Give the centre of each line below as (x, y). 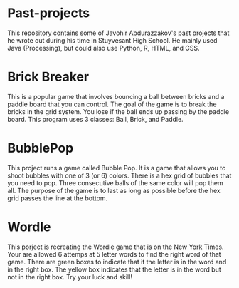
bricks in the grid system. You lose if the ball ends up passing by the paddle (118, 111)
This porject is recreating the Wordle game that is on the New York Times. (116, 247)
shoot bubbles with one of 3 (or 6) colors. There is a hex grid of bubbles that (119, 175)
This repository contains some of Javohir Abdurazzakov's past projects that (118, 33)
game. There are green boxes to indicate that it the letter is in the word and (117, 262)
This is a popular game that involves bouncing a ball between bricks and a (116, 96)
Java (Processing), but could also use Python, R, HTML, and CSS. (104, 48)
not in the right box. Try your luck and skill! (70, 277)
